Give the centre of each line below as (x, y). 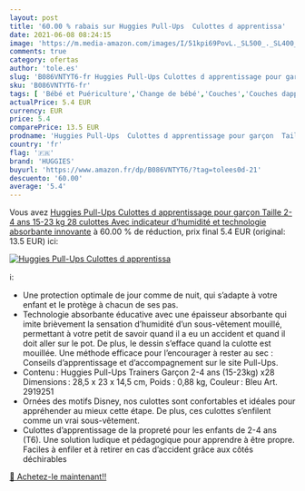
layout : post (34, 18)
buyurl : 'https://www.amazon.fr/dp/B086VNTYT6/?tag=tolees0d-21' (135, 170)
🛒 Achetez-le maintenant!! (58, 476)
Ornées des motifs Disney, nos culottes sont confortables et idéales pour (159, 401)
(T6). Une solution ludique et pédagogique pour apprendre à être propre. (158, 440)
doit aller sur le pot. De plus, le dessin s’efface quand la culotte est (147, 344)
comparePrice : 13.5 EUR (54, 128)
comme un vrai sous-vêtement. (81, 421)
